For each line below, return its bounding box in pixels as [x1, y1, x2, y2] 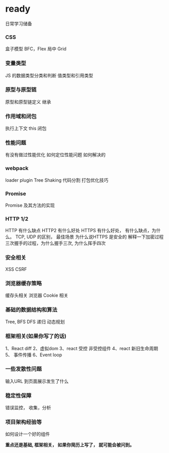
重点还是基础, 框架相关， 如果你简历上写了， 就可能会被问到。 [5, 442, 134, 448]
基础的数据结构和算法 [5, 306, 57, 313]
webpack [5, 165, 29, 172]
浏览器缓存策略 [5, 279, 42, 287]
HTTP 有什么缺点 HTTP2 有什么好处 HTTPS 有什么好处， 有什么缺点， [5, 228, 152, 234]
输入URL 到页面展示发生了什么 [5, 378, 69, 384]
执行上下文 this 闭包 [5, 125, 47, 131]
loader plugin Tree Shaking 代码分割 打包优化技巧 [5, 177, 109, 183]
